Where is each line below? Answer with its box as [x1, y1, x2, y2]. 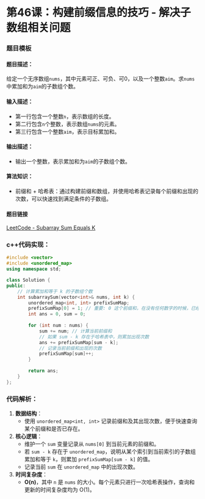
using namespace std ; [6, 266, 62, 272]
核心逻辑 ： [15, 433, 43, 440]
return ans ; [28, 368, 59, 374]
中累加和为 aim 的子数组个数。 [6, 83, 79, 90]
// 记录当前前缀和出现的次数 [38, 345, 103, 351]
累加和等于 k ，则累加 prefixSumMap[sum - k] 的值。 [24, 455, 154, 462]
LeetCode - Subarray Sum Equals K [6, 224, 96, 232]
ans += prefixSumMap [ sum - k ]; [38, 339, 119, 345]
